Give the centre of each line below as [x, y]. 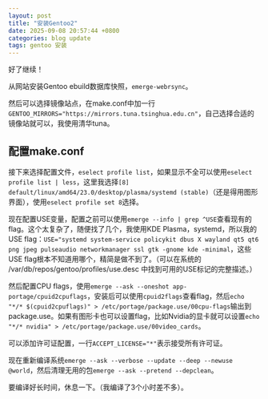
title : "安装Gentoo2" [43, 23]
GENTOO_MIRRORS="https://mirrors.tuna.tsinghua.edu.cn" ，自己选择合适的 [131, 114]
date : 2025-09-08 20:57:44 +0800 [64, 30]
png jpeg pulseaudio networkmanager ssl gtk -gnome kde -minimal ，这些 [130, 248]
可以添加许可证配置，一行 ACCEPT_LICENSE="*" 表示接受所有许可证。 [118, 343]
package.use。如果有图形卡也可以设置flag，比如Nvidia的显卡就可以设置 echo [134, 316]
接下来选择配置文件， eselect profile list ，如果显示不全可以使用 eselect [130, 171]
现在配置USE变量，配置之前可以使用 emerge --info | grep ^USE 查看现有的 [130, 219]
